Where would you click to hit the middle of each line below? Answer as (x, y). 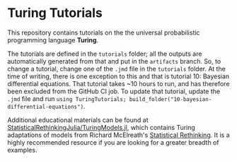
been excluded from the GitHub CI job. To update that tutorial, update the (114, 91)
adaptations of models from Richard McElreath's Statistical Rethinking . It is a (118, 135)
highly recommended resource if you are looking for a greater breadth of (113, 142)
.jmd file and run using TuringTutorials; (67, 99)
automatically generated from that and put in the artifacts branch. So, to (114, 61)
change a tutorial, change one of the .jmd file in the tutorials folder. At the (117, 68)
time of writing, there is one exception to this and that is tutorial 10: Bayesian (118, 76)
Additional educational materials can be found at (78, 120)
